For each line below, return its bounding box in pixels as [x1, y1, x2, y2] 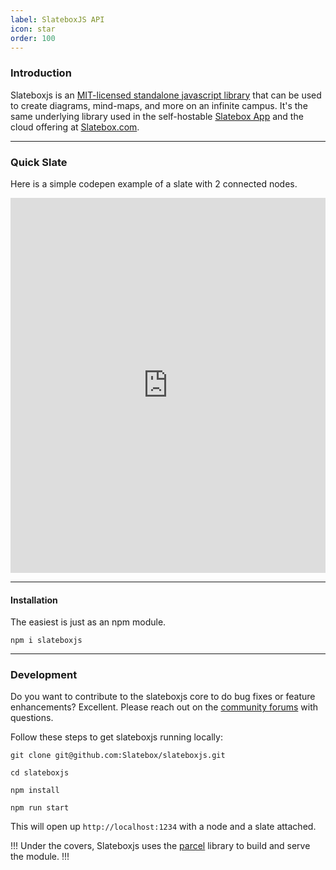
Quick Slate [10, 155, 68, 169]
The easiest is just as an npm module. [10, 616, 167, 628]
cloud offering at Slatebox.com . [10, 121, 140, 133]
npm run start [10, 803, 70, 813]
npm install [10, 786, 60, 796]
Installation [10, 594, 58, 606]
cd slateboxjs [10, 768, 70, 778]
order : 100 [10, 33, 56, 43]
